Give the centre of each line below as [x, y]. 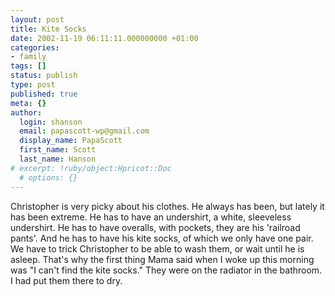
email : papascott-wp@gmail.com [84, 131]
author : [26, 112]
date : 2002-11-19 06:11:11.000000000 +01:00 [104, 38]
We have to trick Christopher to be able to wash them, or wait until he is [157, 248]
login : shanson [51, 122]
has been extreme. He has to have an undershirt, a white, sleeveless [151, 217]
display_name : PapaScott [71, 141]
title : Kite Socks [48, 29]
